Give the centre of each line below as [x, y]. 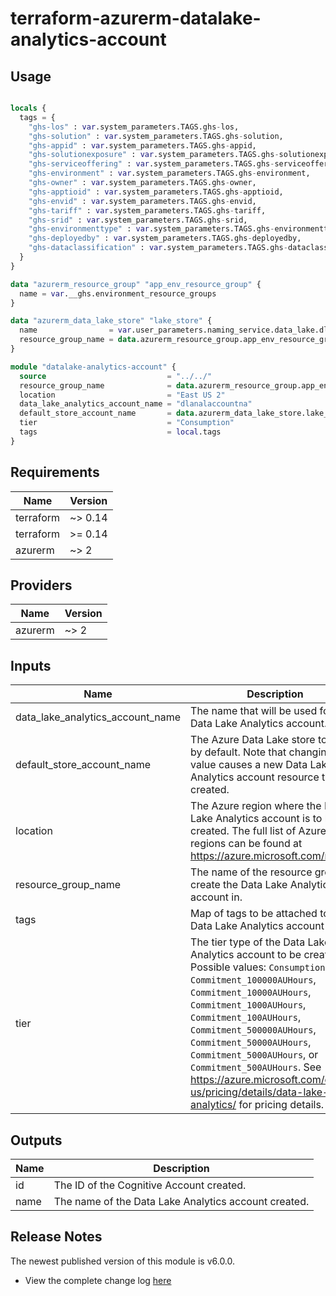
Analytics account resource [255, 777]
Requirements [55, 472]
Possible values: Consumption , [259, 967]
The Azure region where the [256, 806]
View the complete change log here [98, 1280]
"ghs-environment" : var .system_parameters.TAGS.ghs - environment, [169, 173]
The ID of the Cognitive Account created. [150, 1185]
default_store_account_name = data [107, 413]
